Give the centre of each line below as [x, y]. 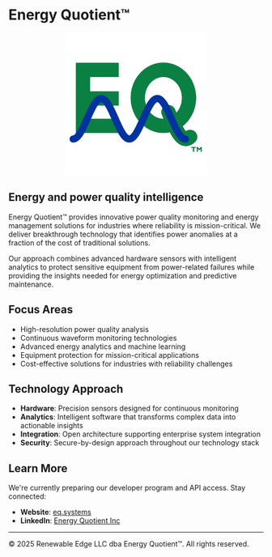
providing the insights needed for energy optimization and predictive [123, 275]
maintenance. [31, 284]
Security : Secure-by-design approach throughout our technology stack [140, 443]
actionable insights [51, 426]
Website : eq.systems [55, 512]
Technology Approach [66, 389]
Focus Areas [41, 310]
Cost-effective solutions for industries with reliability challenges [126, 364]
